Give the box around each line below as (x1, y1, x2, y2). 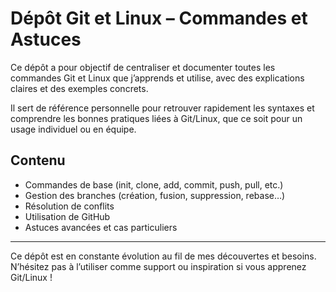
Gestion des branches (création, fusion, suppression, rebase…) (24, 189, 286, 201)
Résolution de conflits (24, 200, 115, 212)
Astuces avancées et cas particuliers (24, 221, 178, 233)
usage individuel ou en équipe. (10, 123, 137, 135)
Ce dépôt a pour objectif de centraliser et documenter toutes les (10, 61, 276, 73)
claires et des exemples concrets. (10, 82, 149, 94)
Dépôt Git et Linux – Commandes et (10, 7, 308, 30)
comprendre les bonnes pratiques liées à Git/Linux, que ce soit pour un (10, 112, 303, 124)
